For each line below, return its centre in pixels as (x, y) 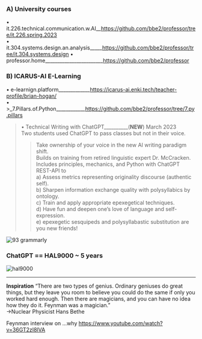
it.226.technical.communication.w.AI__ (54, 28)
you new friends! (57, 228)
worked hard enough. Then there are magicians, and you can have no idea (98, 299)
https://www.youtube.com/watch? (121, 323)
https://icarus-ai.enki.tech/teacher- (133, 89)
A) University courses (39, 9)
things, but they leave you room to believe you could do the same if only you (101, 292)
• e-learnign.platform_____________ (48, 89)
